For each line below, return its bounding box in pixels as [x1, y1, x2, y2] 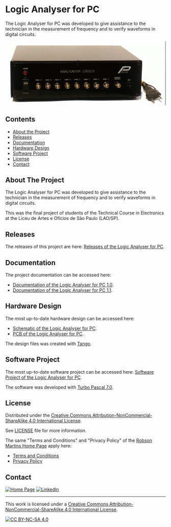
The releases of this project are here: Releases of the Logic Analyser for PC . [5, 243, 165, 250]
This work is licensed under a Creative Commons [5, 501, 108, 507]
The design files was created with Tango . [5, 340, 92, 347]
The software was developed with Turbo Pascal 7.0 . [5, 384, 113, 390]
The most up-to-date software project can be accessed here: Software [5, 369, 154, 375]
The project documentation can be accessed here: [5, 272, 111, 278]
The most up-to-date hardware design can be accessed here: [5, 315, 135, 321]
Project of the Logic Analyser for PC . [5, 374, 82, 380]
